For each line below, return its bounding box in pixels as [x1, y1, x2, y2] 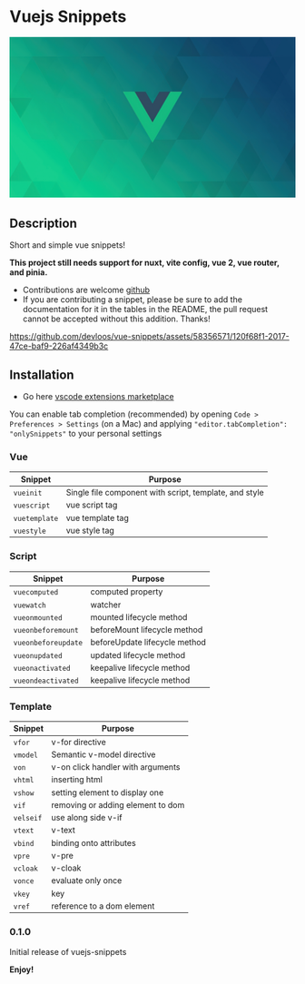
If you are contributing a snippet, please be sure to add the [22, 294, 243, 305]
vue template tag [65, 512, 129, 523]
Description [9, 215, 77, 231]
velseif [13, 814, 43, 823]
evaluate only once [51, 875, 123, 886]
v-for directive [51, 736, 106, 747]
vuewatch [13, 601, 47, 610]
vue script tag [65, 499, 118, 510]
